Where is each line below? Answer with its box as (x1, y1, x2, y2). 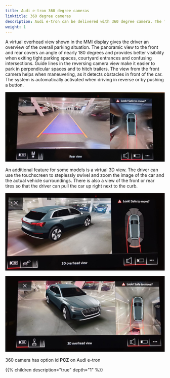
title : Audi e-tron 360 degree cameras (5, 8, 90, 13)
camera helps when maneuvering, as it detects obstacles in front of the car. (5, 71, 163, 77)
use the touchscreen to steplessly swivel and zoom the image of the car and (5, 172, 164, 178)
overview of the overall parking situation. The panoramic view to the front (5, 44, 158, 50)
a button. (5, 82, 24, 88)
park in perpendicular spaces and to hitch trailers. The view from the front (5, 66, 159, 72)
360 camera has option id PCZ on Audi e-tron (5, 357, 101, 363)
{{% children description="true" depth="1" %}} (5, 367, 103, 373)
